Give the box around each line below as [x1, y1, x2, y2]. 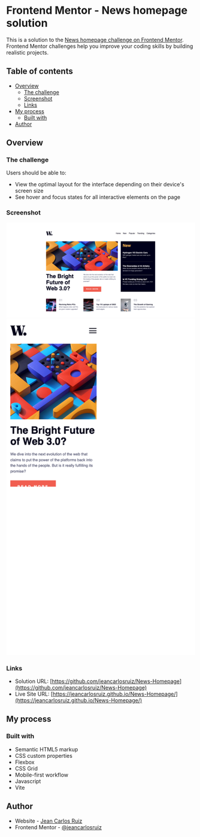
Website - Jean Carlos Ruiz [14, 817, 83, 824]
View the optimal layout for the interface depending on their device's [14, 181, 184, 188]
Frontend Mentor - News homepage [6, 4, 187, 17]
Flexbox [14, 759, 35, 766]
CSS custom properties [14, 752, 73, 759]
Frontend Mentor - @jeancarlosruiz [14, 823, 102, 830]
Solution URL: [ [14, 678, 52, 685]
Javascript [14, 777, 41, 785]
